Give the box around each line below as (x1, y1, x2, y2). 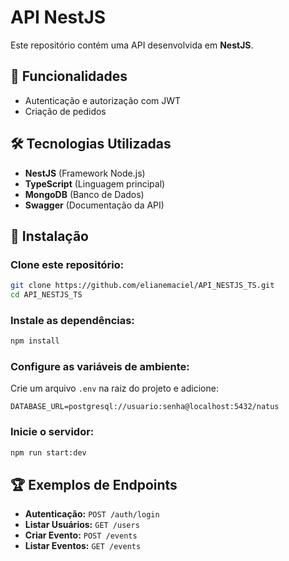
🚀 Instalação (10, 227, 89, 245)
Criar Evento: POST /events (24, 529, 138, 541)
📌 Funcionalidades (10, 68, 128, 85)
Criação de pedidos (24, 105, 107, 117)
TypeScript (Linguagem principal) (24, 177, 166, 190)
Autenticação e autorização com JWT (24, 94, 182, 106)
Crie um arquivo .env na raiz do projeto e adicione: (10, 382, 219, 395)
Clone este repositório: (10, 257, 125, 271)
